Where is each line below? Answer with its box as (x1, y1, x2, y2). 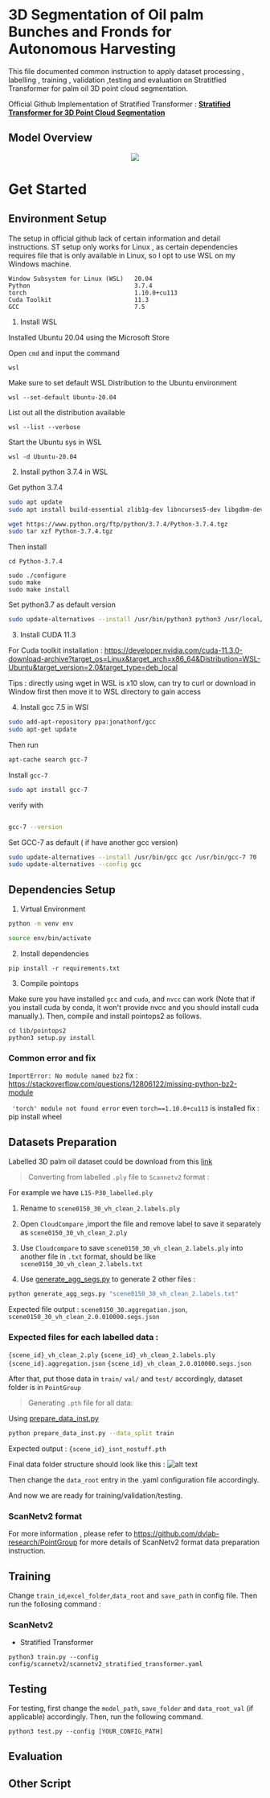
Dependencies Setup (8, 883, 116, 897)
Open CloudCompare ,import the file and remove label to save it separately (19, 1219, 261, 1228)
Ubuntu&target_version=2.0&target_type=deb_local (8, 662, 178, 673)
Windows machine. (8, 259, 72, 269)
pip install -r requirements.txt (8, 964, 121, 972)
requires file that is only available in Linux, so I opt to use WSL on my (8, 250, 235, 260)
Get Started (8, 179, 87, 198)
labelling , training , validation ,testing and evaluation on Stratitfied (8, 75, 227, 85)
